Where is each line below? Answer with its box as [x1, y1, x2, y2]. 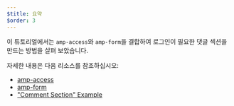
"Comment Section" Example [16, 90, 102, 99]
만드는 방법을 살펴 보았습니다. [6, 46, 89, 54]
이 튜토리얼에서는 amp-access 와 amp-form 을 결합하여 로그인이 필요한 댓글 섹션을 [6, 37, 228, 46]
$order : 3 [6, 17, 36, 24]
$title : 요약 [6, 10, 43, 18]
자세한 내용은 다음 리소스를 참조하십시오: [6, 61, 119, 69]
